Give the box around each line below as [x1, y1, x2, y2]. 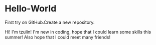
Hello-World [5, 3, 57, 14]
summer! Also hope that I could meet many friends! [5, 34, 111, 40]
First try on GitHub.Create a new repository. [5, 19, 95, 25]
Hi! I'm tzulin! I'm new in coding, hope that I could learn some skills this [5, 29, 151, 35]
